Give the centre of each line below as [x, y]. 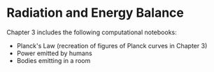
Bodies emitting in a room [53, 60]
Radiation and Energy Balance [95, 13]
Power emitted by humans [54, 53]
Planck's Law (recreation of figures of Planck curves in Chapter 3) [112, 45]
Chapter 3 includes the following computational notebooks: [92, 32]
